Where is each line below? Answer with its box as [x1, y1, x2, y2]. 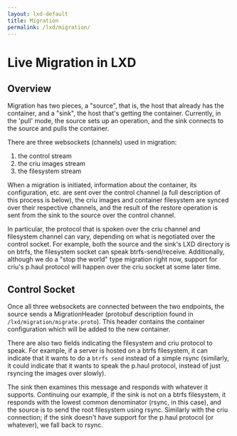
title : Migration [7, 17, 59, 24]
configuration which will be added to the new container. [7, 325, 171, 333]
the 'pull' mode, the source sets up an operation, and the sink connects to [7, 117, 224, 125]
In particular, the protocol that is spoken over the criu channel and [7, 225, 201, 234]
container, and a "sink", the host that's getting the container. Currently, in [7, 109, 221, 118]
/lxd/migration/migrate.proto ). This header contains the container [7, 318, 205, 326]
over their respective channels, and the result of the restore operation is [7, 204, 218, 212]
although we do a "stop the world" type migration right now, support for [7, 255, 218, 264]
